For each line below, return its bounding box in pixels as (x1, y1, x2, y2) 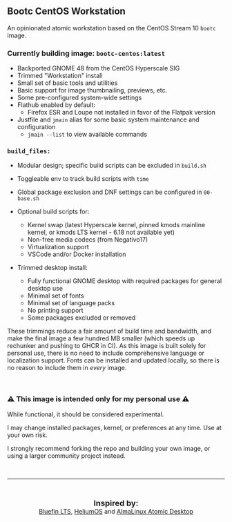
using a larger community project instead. (7, 452, 126, 460)
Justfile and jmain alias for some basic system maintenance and (17, 115, 200, 124)
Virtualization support (27, 243, 90, 251)
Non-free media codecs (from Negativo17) (27, 235, 148, 244)
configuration (17, 123, 56, 131)
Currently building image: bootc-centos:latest (7, 48, 166, 58)
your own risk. (7, 431, 48, 439)
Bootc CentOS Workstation (7, 6, 126, 17)
